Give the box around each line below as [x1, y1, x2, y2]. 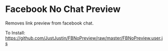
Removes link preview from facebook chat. [5, 20, 94, 26]
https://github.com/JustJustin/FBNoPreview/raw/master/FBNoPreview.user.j [5, 35, 163, 41]
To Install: [5, 29, 26, 35]
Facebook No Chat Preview [5, 3, 121, 15]
